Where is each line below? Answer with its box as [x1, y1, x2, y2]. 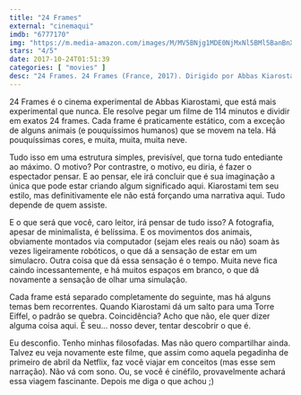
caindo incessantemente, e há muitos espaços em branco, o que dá [9, 264, 260, 275]
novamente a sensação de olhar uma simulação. [9, 274, 188, 285]
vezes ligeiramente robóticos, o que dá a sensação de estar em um [9, 245, 257, 256]
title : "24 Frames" [9, 13, 82, 22]
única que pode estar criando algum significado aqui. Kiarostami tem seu [9, 180, 279, 191]
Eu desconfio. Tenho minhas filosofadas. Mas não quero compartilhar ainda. [9, 338, 291, 348]
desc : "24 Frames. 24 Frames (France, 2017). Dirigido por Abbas [9, 72, 258, 81]
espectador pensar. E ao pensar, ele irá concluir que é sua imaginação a [9, 171, 276, 181]
